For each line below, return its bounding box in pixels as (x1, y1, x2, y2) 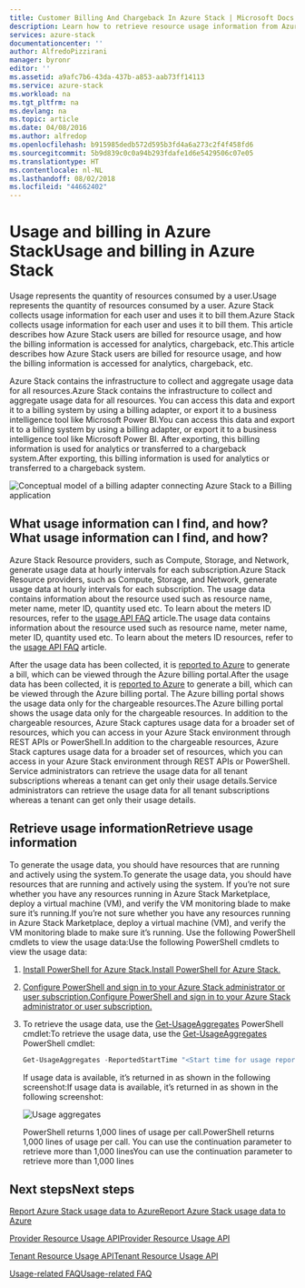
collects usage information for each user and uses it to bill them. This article (9, 319, 293, 330)
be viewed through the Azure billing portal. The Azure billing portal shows (9, 688, 285, 699)
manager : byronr (9, 55, 71, 65)
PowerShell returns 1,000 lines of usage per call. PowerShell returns (22, 1126, 275, 1137)
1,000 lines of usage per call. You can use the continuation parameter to (22, 1136, 292, 1147)
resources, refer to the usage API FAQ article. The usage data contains (9, 612, 271, 623)
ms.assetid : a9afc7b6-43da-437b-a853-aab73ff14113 (9, 73, 205, 82)
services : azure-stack (9, 30, 95, 39)
